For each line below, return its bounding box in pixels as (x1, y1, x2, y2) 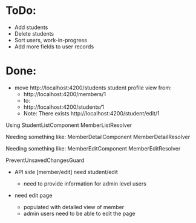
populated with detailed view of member (23, 203, 125, 210)
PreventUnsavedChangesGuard (5, 157, 85, 164)
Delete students (14, 30, 54, 37)
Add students (14, 24, 48, 31)
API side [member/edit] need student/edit (14, 168, 119, 175)
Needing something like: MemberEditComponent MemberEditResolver (5, 144, 181, 152)
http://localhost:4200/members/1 (23, 90, 106, 97)
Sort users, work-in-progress (14, 36, 87, 44)
